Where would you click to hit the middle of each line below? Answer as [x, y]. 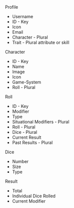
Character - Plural [30, 37]
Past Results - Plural [32, 143]
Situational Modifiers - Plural [41, 122]
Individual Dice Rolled [34, 196]
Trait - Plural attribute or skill [41, 42]
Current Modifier [29, 201]
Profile [12, 7]
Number [20, 161]
